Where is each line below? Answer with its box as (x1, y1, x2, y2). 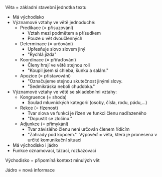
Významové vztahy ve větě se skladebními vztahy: (12, 89, 117, 95)
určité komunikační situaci (27, 137, 82, 143)
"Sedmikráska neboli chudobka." (27, 83, 95, 90)
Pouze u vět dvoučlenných (27, 35, 83, 41)
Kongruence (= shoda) (20, 94, 67, 100)
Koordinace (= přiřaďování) (20, 57, 76, 62)
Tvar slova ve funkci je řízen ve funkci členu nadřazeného (27, 110, 147, 116)
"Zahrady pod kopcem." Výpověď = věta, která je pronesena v (27, 132, 157, 137)
